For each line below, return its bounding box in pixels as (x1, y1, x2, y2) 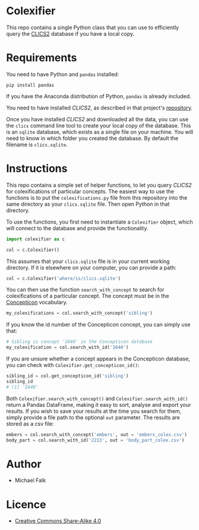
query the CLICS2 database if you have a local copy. (6, 30, 135, 37)
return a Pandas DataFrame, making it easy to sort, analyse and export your (6, 401, 191, 408)
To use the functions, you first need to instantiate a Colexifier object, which (6, 218, 193, 225)
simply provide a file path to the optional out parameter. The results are (6, 413, 180, 421)
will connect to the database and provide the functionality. (6, 224, 149, 231)
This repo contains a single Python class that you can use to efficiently (6, 24, 179, 31)
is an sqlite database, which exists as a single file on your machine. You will (6, 128, 194, 135)
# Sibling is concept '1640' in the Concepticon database (6, 339, 153, 345)
